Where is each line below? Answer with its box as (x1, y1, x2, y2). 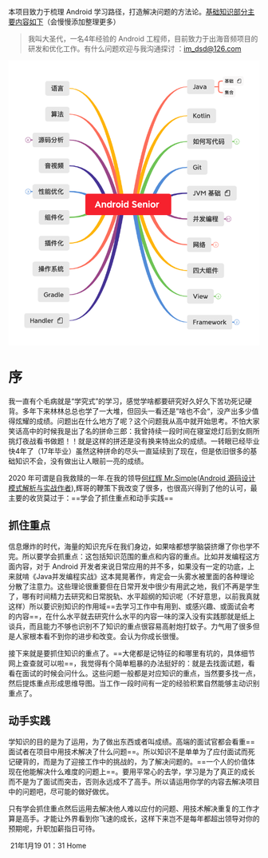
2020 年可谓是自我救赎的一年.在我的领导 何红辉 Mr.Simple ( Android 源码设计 (8, 473, 256, 483)
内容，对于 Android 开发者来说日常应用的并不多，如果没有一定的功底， (14, 562, 248, 571)
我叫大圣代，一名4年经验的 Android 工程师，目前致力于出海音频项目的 (27, 34, 258, 43)
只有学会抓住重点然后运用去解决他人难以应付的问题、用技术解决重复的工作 (8, 804, 253, 813)
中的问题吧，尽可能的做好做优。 (8, 786, 113, 796)
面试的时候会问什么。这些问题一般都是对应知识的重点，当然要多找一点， (22, 668, 260, 677)
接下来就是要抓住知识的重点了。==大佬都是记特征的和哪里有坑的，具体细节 (8, 648, 255, 657)
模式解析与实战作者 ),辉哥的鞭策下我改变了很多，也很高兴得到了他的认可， (8, 483, 251, 493)
